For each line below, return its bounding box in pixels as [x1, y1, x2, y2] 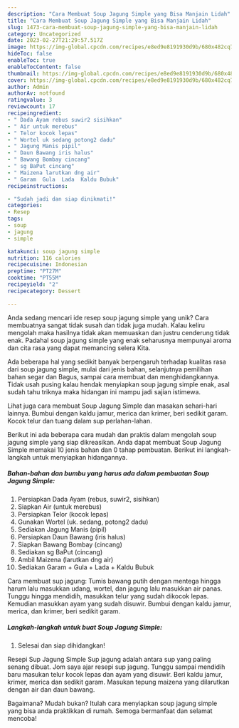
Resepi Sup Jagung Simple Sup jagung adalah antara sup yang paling [7, 655, 211, 663]
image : [7, 43, 27, 51]
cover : [7, 76, 27, 84]
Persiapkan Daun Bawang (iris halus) [17, 532, 126, 541]
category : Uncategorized [7, 30, 81, 38]
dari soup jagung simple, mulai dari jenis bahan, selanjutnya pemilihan [7, 364, 213, 374]
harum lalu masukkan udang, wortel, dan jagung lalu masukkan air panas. [7, 584, 223, 593]
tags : [7, 215, 23, 223]
